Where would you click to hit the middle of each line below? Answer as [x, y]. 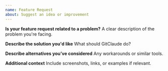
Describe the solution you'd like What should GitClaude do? [68, 43]
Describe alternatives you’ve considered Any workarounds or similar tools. [84, 53]
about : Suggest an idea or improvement [47, 14]
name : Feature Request [29, 10]
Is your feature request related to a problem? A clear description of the [80, 28]
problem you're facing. [29, 34]
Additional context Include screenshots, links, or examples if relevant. [78, 63]
